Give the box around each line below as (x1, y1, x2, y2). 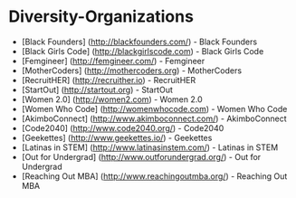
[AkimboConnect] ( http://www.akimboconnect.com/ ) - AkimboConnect (21, 113, 287, 124)
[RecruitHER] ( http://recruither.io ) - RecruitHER (21, 74, 196, 85)
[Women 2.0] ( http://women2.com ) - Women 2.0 (21, 93, 203, 105)
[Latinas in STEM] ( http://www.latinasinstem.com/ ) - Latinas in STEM (21, 142, 279, 153)
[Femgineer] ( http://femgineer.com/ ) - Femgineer (21, 55, 205, 66)
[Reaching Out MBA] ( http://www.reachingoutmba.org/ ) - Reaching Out (21, 170, 288, 182)
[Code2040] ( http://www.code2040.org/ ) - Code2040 (21, 122, 224, 133)
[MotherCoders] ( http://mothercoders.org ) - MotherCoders (21, 65, 242, 76)
